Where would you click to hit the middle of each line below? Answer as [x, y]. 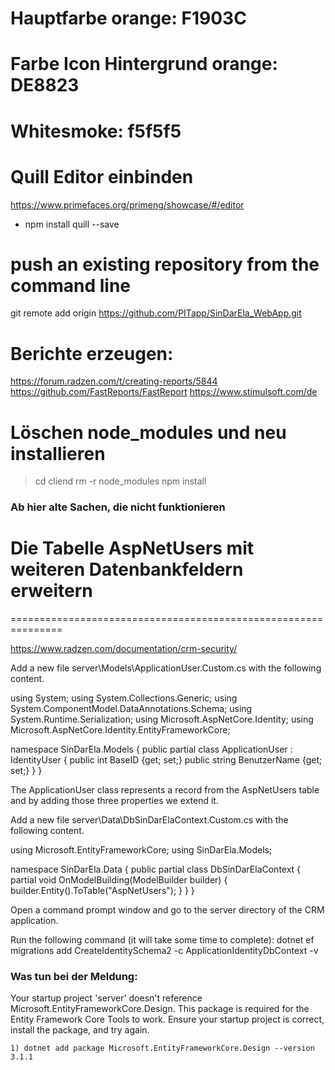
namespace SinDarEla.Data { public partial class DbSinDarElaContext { [156, 869]
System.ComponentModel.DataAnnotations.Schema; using [131, 709]
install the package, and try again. [80, 1030]
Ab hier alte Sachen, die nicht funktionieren [118, 507]
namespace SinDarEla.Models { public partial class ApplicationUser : [151, 749]
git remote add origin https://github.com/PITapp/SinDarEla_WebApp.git [156, 313]
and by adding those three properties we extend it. [114, 801]
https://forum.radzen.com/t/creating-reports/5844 [114, 381]
